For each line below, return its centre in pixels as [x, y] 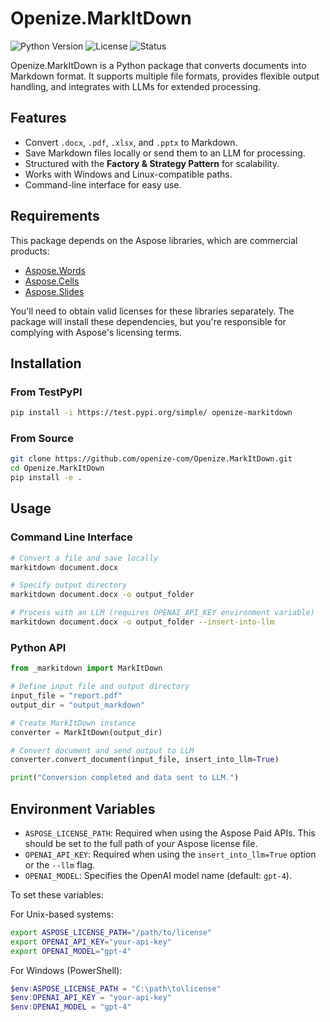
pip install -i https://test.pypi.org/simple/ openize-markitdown [151, 413]
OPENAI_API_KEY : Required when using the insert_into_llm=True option [170, 854]
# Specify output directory [69, 585]
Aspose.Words [55, 270]
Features [38, 118]
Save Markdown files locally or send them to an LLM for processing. [165, 153]
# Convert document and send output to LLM [102, 750]
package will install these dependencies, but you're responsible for [148, 321]
